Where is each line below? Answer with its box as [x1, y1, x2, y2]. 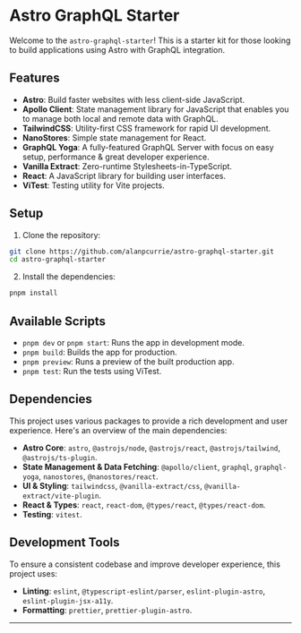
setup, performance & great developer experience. [21, 151, 210, 162]
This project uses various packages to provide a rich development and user [9, 415, 288, 426]
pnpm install [9, 288, 58, 298]
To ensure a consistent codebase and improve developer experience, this [9, 559, 280, 569]
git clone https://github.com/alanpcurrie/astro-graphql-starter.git [9, 247, 275, 256]
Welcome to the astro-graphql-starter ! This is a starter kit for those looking [9, 35, 291, 46]
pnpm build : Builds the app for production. [21, 346, 177, 357]
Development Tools [9, 535, 120, 551]
